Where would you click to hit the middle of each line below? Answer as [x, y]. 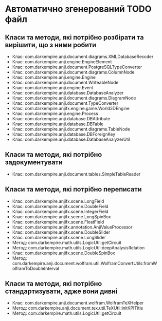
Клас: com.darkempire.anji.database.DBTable [58, 124]
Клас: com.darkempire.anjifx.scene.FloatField [58, 222]
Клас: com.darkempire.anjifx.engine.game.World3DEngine [71, 108]
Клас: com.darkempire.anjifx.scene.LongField [58, 201]
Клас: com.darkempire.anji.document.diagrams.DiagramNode [74, 98]
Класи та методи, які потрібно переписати [73, 189]
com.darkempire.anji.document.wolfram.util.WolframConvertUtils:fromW [84, 263]
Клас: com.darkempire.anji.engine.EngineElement [62, 62]
